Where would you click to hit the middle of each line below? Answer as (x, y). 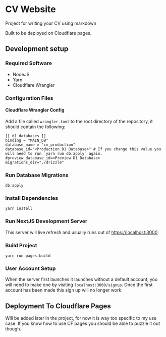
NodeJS (21, 74)
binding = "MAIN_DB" (27, 140)
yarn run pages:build (28, 256)
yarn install (19, 209)
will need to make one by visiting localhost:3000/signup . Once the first (79, 285)
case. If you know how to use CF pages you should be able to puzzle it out (83, 323)
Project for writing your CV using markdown (51, 23)
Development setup (37, 49)
